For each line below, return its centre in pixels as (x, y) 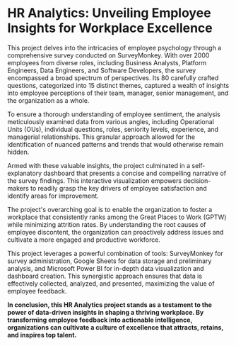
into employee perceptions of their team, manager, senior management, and (118, 93)
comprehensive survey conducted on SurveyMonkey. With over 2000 (108, 55)
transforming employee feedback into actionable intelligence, (100, 320)
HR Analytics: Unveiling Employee (109, 13)
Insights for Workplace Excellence (110, 28)
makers (18, 188)
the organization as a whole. (48, 100)
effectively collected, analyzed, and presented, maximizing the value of (111, 283)
